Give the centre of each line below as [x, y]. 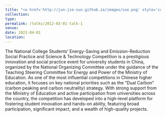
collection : [17, 14]
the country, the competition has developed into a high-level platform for [79, 98]
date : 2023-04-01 [23, 33]
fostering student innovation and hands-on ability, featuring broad [72, 104]
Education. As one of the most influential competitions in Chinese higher [79, 78]
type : [11, 19]
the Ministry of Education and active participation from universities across [80, 93]
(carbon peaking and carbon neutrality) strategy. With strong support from [81, 88]
